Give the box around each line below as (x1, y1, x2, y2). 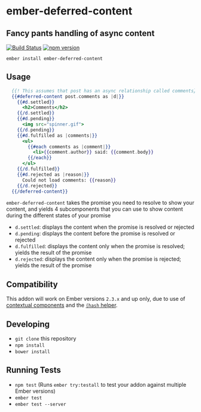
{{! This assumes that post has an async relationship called (11, 88, 170, 94)
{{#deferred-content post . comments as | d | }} (11, 93, 124, 100)
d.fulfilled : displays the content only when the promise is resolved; (14, 243, 185, 250)
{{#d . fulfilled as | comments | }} (17, 132, 98, 139)
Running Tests (6, 365, 61, 375)
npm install (14, 342, 45, 349)
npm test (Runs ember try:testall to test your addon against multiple (14, 381, 187, 388)
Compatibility (6, 279, 58, 289)
